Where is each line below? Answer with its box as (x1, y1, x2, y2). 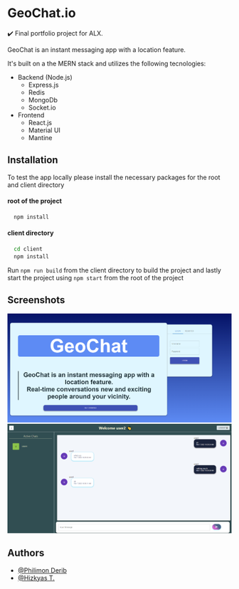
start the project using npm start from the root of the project (7, 273, 184, 282)
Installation (7, 154, 58, 166)
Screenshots (7, 294, 65, 307)
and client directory (7, 180, 65, 189)
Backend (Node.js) (17, 73, 73, 81)
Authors (7, 547, 45, 559)
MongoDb (28, 95, 58, 104)
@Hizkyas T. (17, 573, 55, 582)
